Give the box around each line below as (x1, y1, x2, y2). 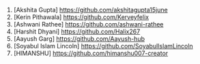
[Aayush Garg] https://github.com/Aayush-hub (13, 35, 145, 43)
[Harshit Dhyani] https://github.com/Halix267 (13, 27, 141, 35)
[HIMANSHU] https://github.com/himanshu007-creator (13, 49, 169, 57)
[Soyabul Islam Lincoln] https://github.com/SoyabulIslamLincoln (13, 42, 193, 50)
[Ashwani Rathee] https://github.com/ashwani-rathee (13, 20, 164, 28)
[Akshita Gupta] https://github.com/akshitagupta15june (13, 6, 169, 14)
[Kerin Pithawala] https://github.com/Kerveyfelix (13, 13, 149, 21)
